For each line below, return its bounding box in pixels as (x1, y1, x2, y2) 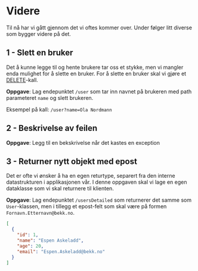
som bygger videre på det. (6, 30, 72, 37)
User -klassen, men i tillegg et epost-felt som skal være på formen (6, 203, 167, 210)
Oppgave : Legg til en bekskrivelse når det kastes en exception (6, 139, 160, 146)
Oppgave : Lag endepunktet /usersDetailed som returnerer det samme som (6, 196, 192, 204)
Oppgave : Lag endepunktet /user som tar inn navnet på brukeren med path (6, 88, 192, 95)
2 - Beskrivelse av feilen (6, 123, 98, 133)
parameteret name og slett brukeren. (6, 94, 94, 101)
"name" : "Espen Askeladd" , (17, 237, 84, 243)
